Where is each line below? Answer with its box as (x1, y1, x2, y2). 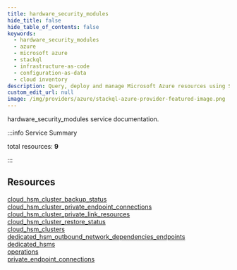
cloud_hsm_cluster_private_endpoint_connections (7, 202, 152, 211)
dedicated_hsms (7, 240, 56, 248)
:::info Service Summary (7, 128, 78, 137)
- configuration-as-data (13, 69, 87, 76)
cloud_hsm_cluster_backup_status (7, 195, 107, 203)
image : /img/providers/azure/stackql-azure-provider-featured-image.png (7, 96, 226, 103)
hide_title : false (7, 17, 61, 24)
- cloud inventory (13, 75, 68, 83)
